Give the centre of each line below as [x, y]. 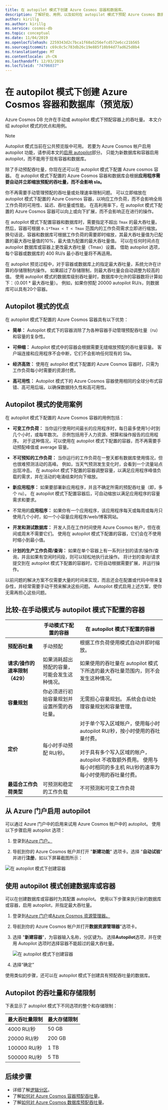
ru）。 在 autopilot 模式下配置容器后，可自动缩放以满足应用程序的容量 [89, 493]
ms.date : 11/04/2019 [27, 38]
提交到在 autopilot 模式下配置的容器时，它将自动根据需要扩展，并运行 [84, 563]
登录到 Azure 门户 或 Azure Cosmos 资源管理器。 [61, 916]
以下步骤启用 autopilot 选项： [35, 830]
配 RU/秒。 [55, 753]
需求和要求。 [25, 500]
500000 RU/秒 [25, 1057]
